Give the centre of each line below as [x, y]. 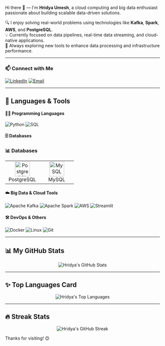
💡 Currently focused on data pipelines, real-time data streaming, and [74, 35]
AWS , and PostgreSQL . [29, 30]
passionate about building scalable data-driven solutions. [63, 13]
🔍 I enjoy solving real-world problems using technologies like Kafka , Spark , [82, 23]
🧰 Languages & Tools [38, 101]
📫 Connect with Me [29, 68]
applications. [31, 40]
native [11, 40]
